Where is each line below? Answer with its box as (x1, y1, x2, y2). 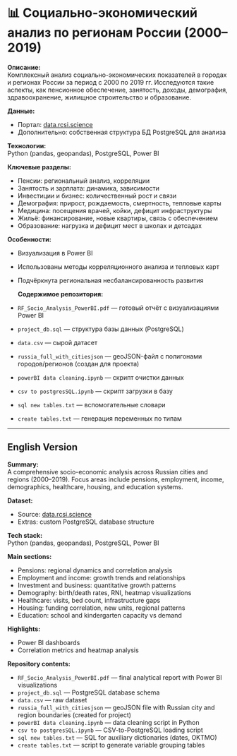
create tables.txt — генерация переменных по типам (17, 414, 182, 423)
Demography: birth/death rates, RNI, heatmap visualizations (17, 588, 192, 596)
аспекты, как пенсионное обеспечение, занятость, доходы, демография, (7, 85, 228, 94)
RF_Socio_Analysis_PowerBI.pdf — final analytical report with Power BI (17, 673, 222, 681)
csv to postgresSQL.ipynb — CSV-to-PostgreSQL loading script (17, 726, 203, 734)
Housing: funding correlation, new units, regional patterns (17, 604, 186, 612)
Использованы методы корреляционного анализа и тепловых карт (17, 262, 220, 271)
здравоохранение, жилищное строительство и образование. (7, 92, 192, 102)
